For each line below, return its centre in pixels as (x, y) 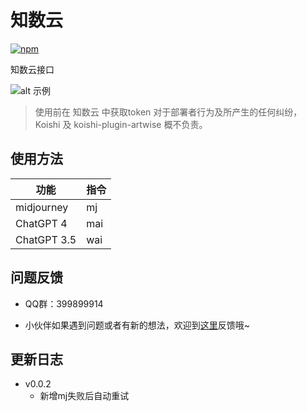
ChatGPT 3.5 (46, 239)
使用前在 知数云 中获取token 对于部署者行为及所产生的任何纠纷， (168, 112)
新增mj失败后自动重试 (84, 396)
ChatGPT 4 (41, 223)
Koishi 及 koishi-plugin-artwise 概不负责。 (121, 124)
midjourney (42, 207)
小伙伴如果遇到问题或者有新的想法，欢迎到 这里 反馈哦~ (137, 325)
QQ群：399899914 (64, 303)
